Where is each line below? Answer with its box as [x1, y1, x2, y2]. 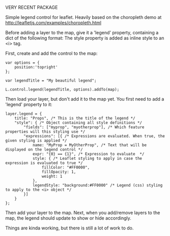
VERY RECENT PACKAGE [5, 5, 58, 10]
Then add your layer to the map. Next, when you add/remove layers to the [5, 209, 160, 216]
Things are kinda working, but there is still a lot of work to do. [5, 225, 134, 231]
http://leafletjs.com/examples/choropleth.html [5, 20, 102, 26]
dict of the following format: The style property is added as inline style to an [5, 35, 164, 41]
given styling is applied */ [5, 138, 67, 143]
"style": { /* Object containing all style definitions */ [14, 120, 143, 125]
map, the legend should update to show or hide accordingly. [5, 215, 131, 221]
